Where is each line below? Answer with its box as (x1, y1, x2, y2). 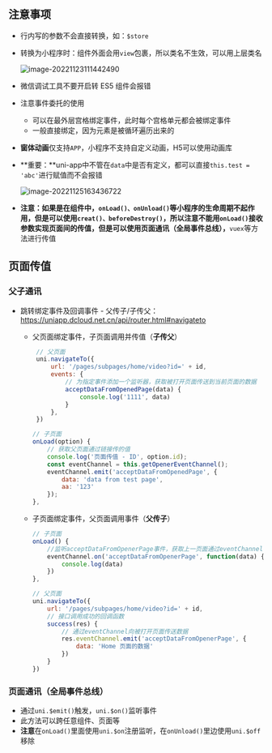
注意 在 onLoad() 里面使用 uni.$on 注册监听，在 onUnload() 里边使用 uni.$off (19, 726, 261, 736)
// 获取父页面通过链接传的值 (47, 445, 131, 453)
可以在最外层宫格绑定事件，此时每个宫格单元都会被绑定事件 (32, 115, 232, 125)
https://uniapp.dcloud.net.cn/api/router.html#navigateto (19, 314, 206, 324)
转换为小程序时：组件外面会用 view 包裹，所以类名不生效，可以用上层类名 (19, 48, 262, 58)
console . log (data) (61, 560, 124, 568)
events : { (50, 370, 83, 379)
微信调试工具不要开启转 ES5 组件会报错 (19, 80, 151, 91)
